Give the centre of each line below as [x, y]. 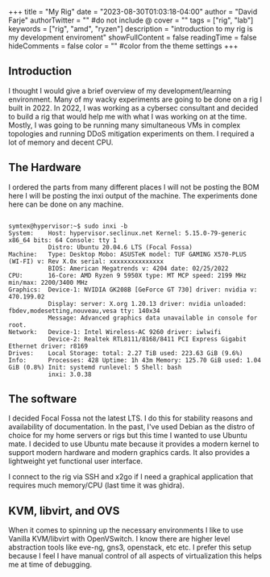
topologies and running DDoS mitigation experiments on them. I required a [132, 133]
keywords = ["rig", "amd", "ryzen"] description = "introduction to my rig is [131, 29]
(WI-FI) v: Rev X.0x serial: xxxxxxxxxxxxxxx [86, 261]
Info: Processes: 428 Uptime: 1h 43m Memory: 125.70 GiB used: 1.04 [135, 360]
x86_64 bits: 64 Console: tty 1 [62, 240]
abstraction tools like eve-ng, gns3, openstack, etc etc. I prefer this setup [130, 547]
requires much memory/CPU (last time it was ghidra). [97, 485]
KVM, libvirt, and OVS [64, 510]
